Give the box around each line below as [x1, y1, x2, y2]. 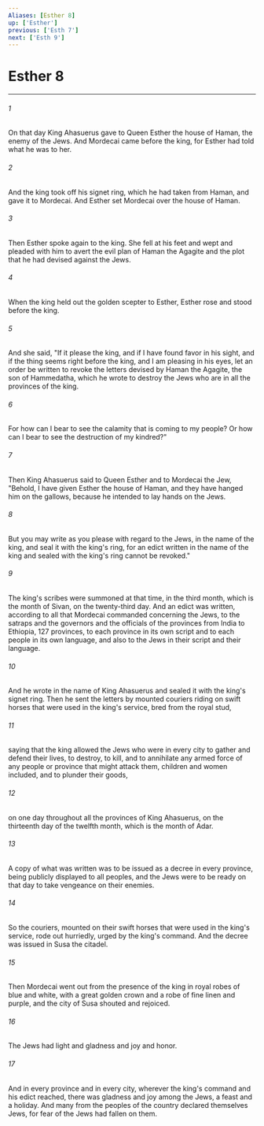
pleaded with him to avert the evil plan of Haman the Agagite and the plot [8, 246, 245, 256]
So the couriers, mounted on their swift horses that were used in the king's [8, 923, 250, 932]
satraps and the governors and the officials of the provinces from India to [8, 619, 245, 628]
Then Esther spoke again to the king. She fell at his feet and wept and [8, 238, 233, 247]
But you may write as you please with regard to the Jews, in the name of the [8, 533, 255, 544]
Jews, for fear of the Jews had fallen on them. [8, 1109, 157, 1118]
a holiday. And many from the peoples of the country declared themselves [8, 1100, 248, 1109]
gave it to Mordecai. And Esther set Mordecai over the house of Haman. [8, 195, 241, 205]
